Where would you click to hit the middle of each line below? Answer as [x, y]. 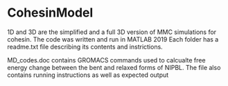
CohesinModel [50, 13]
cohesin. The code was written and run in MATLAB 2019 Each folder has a [113, 39]
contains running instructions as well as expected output [88, 75]
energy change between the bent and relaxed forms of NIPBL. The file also [114, 67]
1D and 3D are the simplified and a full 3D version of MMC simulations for [112, 32]
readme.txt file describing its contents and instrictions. [85, 46]
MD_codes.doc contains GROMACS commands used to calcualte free [106, 60]
